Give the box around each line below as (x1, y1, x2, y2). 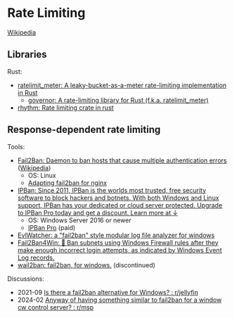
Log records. (17, 253, 55, 262)
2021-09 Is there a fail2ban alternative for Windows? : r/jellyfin (17, 288, 199, 296)
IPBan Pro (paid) (27, 223, 76, 231)
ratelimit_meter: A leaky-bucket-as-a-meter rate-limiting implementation (17, 81, 227, 89)
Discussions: (7, 274, 44, 283)
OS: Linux (27, 171, 56, 179)
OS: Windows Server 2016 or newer (27, 216, 131, 224)
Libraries (7, 49, 47, 61)
